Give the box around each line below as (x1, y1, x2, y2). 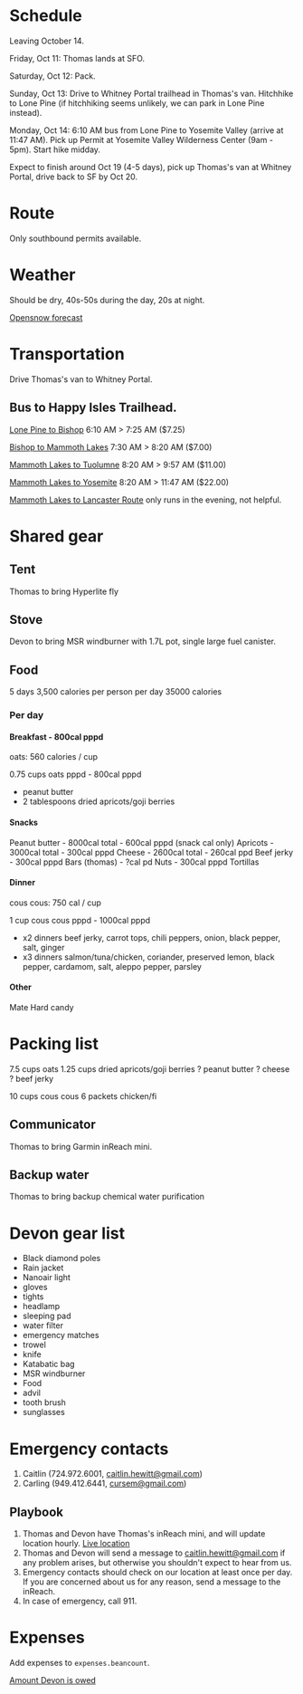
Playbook (9, 1504, 64, 1519)
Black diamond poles (22, 1253, 101, 1264)
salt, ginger (22, 942, 65, 952)
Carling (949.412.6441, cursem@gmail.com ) (22, 1478, 187, 1489)
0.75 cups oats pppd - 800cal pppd (9, 769, 142, 780)
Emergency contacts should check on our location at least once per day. (22, 1567, 293, 1578)
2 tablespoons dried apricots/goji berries (22, 796, 175, 807)
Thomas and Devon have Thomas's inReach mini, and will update (22, 1528, 266, 1539)
